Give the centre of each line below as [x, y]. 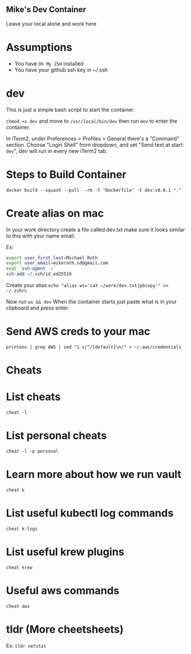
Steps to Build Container [66, 174]
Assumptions [39, 47]
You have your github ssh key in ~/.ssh [61, 70]
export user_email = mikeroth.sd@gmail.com [57, 263]
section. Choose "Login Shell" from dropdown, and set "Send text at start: [95, 144]
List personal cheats [56, 436]
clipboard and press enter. [38, 308]
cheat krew [19, 567]
